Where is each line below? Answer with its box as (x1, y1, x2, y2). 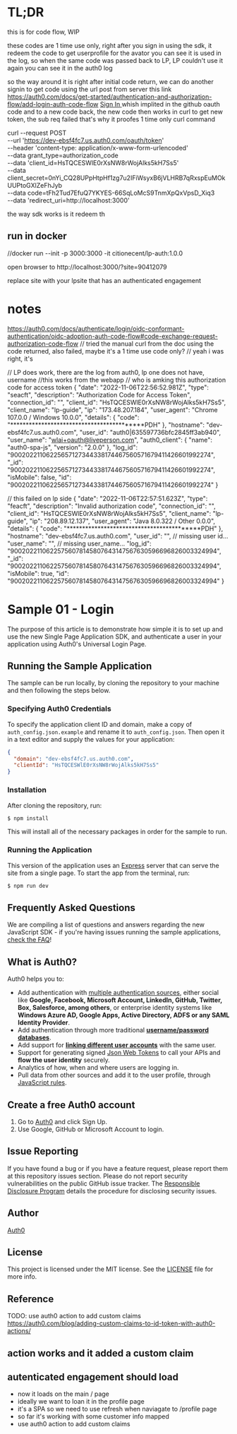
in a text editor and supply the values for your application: (7, 735, 175, 743)
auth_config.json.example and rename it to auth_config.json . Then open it (7, 728, 225, 736)
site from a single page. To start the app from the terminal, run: (7, 869, 190, 877)
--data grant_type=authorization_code (7, 151, 119, 159)
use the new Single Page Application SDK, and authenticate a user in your (7, 632, 222, 641)
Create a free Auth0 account (7, 1099, 135, 1111)
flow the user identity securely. (17, 1056, 111, 1064)
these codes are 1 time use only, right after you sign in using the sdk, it (7, 41, 212, 49)
